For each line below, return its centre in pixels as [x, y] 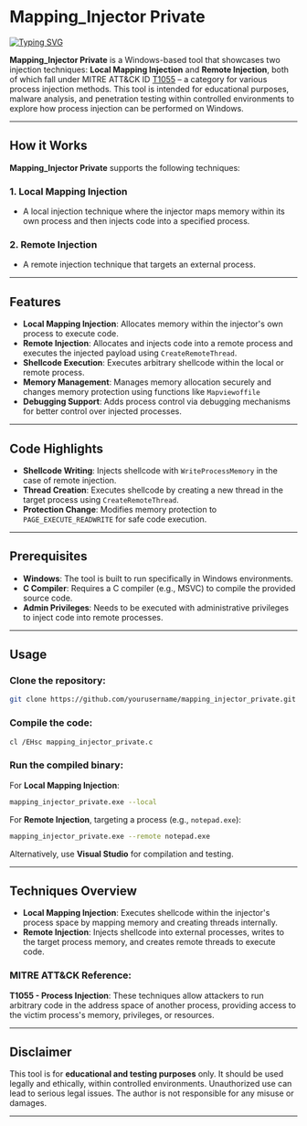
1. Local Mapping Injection [69, 191]
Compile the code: [51, 723]
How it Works [48, 146]
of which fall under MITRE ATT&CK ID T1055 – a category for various [138, 79]
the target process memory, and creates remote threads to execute [149, 942]
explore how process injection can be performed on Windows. [127, 108]
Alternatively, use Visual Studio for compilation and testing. [122, 854]
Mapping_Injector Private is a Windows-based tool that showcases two [145, 59]
